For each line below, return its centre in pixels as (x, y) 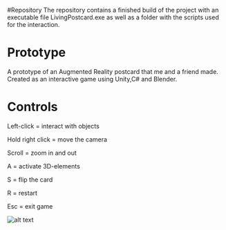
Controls (32, 107)
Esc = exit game (30, 206)
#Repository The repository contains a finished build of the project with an (113, 10)
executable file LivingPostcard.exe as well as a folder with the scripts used (113, 17)
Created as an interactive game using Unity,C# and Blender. (92, 79)
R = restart (22, 193)
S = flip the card (30, 180)
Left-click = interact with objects (54, 126)
